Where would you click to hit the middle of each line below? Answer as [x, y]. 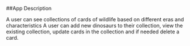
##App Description [29, 8]
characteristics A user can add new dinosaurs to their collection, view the [94, 26]
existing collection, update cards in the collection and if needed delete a [93, 32]
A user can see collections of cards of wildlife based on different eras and [95, 19]
